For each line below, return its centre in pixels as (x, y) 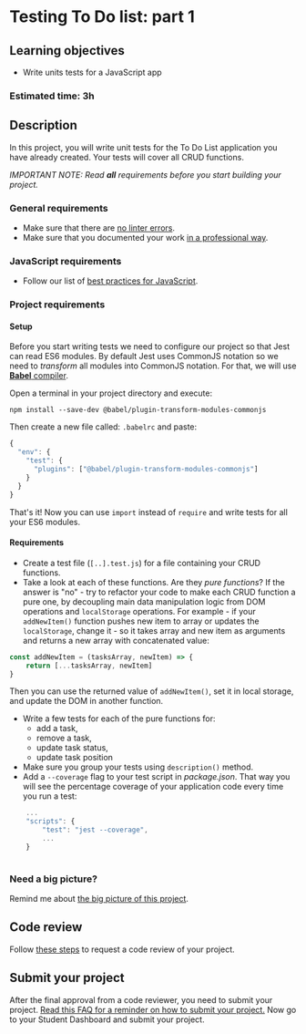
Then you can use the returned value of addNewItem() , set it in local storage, (152, 691)
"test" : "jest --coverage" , (95, 830)
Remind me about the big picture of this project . (99, 898)
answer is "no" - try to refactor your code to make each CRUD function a (159, 592)
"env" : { (34, 452)
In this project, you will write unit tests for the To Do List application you (143, 147)
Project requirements (57, 305)
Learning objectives (67, 51)
